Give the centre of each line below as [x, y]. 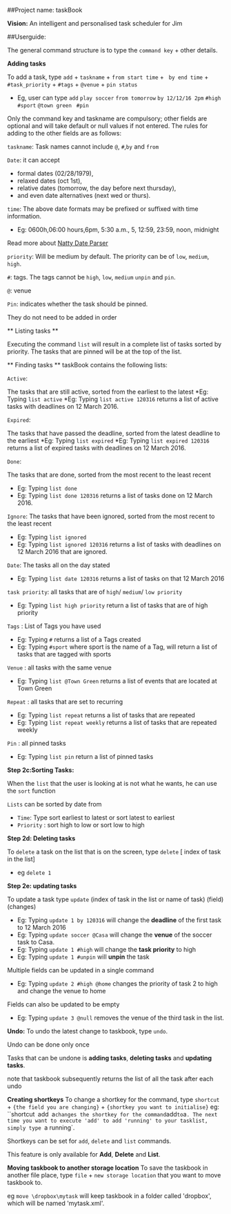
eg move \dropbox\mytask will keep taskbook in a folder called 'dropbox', [109, 1196]
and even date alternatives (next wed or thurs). [84, 195]
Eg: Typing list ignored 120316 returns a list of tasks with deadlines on [119, 544]
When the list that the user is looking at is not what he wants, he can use [112, 783]
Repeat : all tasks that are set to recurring [65, 702]
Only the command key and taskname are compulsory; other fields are [107, 118]
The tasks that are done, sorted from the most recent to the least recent [109, 475]
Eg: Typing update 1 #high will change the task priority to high [107, 949]
